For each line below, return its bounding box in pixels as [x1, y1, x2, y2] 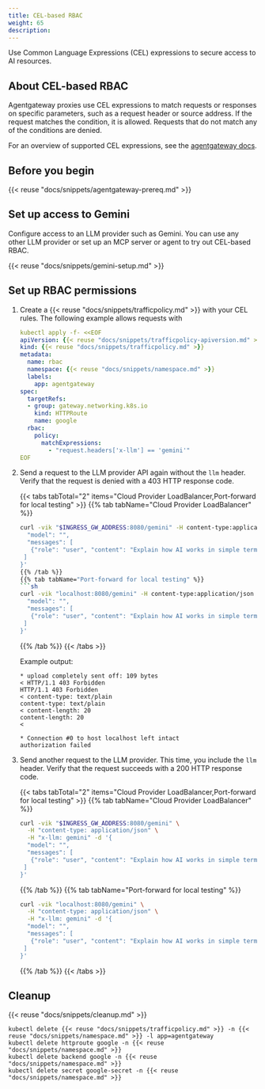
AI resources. [8, 56, 52, 66]
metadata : [19, 351, 53, 359]
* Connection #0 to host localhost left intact [19, 734, 180, 742]
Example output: [19, 656, 74, 666]
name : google [34, 417, 78, 425]
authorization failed [19, 741, 91, 749]
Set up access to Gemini [8, 207, 131, 222]
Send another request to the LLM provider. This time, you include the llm [19, 755, 257, 765]
